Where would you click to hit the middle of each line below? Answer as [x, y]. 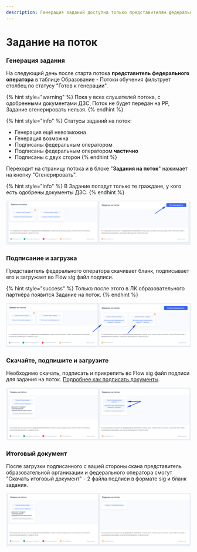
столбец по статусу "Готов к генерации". [57, 86]
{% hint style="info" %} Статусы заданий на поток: [69, 121]
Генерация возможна [41, 138]
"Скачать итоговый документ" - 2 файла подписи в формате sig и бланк [96, 479]
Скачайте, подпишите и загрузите [57, 360]
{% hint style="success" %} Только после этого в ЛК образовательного [96, 289]
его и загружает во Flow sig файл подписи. [60, 277]
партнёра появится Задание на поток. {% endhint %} [72, 295]
